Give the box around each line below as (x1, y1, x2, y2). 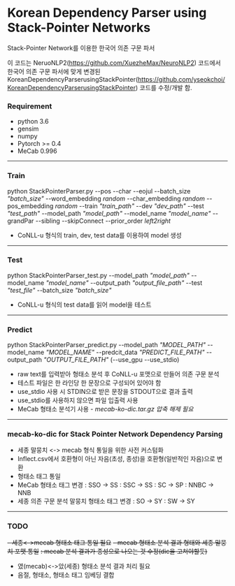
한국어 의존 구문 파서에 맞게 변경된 (7, 67, 101, 75)
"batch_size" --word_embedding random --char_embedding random (7, 194, 205, 203)
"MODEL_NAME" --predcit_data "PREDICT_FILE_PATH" (45, 348, 205, 357)
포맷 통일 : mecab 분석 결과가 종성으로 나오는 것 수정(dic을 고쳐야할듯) (14, 547, 208, 555)
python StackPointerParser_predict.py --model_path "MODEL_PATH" (7, 341, 206, 349)
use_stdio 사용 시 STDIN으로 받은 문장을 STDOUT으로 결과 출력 (17, 388, 194, 396)
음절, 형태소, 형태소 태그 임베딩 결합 (17, 571, 115, 579)
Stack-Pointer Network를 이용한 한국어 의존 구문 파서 (7, 43, 155, 52)
